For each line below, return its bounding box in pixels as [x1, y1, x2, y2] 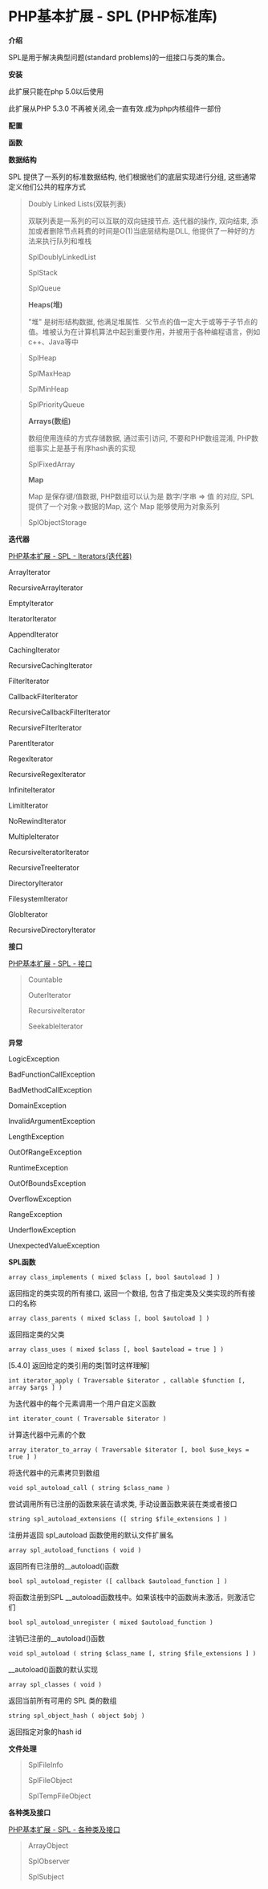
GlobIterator [8, 909, 48, 919]
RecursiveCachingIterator [8, 660, 93, 670]
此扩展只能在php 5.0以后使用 [8, 86, 104, 96]
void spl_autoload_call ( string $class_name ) [8, 1484, 171, 1492]
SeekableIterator [27, 1021, 83, 1031]
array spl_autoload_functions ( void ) [8, 1546, 142, 1554]
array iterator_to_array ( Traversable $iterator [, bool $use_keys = [8, 1446, 250, 1454]
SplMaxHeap [27, 368, 71, 378]
